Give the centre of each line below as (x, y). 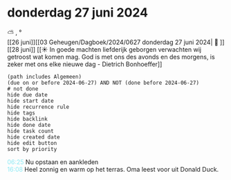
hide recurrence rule (38, 107)
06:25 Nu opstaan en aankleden (53, 162)
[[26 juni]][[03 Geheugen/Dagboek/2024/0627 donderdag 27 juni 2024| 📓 (113, 42)
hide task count (30, 131)
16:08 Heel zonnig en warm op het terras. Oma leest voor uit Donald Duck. (113, 169)
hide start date (30, 101)
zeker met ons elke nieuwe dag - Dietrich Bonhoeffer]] (85, 64)
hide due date (28, 94)
